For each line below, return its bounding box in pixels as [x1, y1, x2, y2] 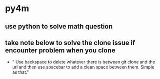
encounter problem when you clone [5, 46, 116, 54]
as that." [12, 69, 29, 75]
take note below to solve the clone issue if [5, 38, 136, 47]
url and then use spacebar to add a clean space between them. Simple [12, 64, 155, 70]
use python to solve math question [5, 22, 113, 31]
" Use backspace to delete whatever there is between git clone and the [12, 59, 155, 65]
